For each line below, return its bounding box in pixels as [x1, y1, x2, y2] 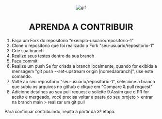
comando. [11, 73, 32, 79]
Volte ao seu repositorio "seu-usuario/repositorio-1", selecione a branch [11, 78, 156, 84]
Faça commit [11, 58, 38, 64]
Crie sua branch [11, 47, 44, 53]
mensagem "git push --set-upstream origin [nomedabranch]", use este [11, 68, 153, 74]
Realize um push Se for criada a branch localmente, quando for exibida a [11, 63, 157, 69]
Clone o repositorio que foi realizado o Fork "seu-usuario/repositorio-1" [11, 43, 154, 48]
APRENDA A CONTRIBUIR [29, 22, 133, 32]
